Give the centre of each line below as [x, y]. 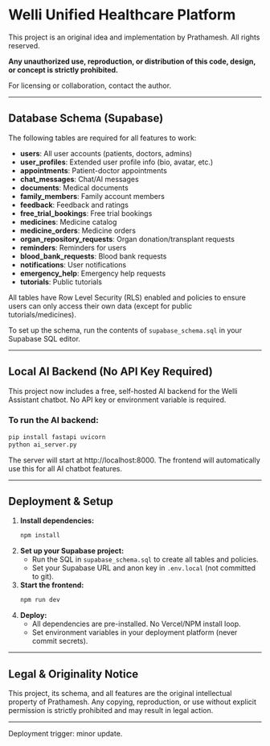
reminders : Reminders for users [73, 247]
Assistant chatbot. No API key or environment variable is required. [117, 400]
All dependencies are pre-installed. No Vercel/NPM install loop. [136, 624]
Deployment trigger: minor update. [65, 733]
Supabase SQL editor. [44, 338]
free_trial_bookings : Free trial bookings [86, 213]
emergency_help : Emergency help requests [93, 273]
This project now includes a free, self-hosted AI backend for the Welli [123, 391]
